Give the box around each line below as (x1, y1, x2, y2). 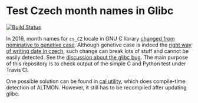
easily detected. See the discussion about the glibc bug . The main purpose (6, 54, 189, 61)
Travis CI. (6, 66, 29, 73)
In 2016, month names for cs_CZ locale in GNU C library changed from (6, 35, 175, 42)
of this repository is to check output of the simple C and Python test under (6, 60, 187, 67)
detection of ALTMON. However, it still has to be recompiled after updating (6, 84, 187, 91)
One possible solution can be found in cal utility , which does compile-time (6, 78, 186, 85)
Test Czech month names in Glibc (6, 4, 174, 18)
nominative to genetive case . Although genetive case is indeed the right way (6, 41, 192, 48)
